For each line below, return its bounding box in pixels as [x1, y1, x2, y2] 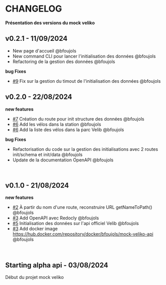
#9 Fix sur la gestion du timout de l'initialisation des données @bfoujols [12, 78, 161, 84]
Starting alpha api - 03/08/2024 [5, 261, 108, 269]
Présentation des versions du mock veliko [5, 20, 95, 26]
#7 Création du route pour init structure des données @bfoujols [12, 116, 145, 122]
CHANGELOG [5, 3, 62, 15]
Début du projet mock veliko [5, 274, 64, 280]
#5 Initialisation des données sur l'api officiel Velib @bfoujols [12, 220, 139, 226]
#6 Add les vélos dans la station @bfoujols [12, 121, 101, 127]
